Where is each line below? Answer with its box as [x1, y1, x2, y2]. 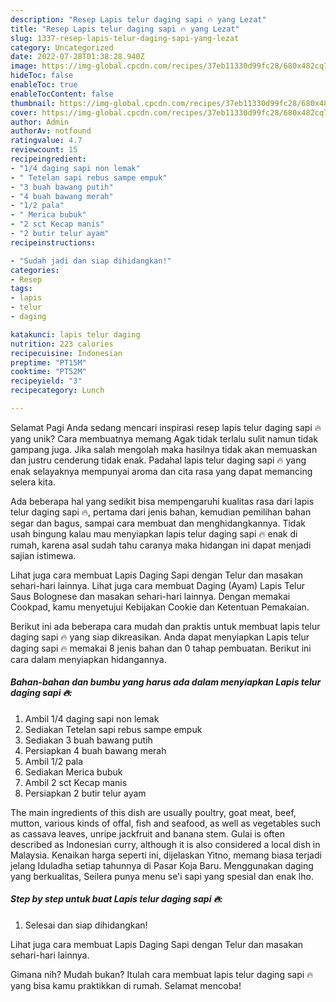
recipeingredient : [10, 154, 87, 164]
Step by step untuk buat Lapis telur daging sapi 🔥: [10, 893, 223, 905]
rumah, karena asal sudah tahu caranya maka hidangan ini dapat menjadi [10, 539, 312, 551]
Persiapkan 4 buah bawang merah [24, 744, 167, 756]
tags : [10, 284, 33, 294]
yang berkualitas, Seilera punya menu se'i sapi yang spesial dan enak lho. [10, 870, 314, 882]
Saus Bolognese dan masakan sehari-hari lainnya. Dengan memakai [10, 590, 291, 602]
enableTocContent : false [10, 89, 114, 99]
